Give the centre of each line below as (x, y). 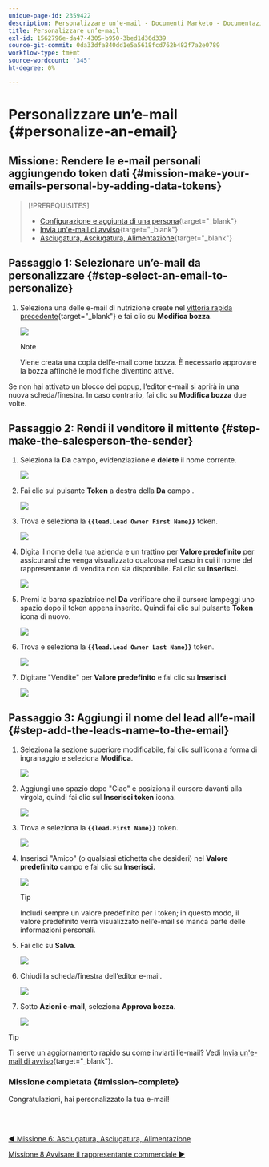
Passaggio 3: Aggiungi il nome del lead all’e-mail (132, 718)
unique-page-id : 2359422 (50, 16)
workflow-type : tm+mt (44, 53)
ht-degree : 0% (32, 68)
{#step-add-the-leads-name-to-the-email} (119, 730)
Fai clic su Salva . (48, 946)
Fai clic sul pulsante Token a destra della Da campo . (107, 491)
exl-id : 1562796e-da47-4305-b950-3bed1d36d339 (87, 38)
